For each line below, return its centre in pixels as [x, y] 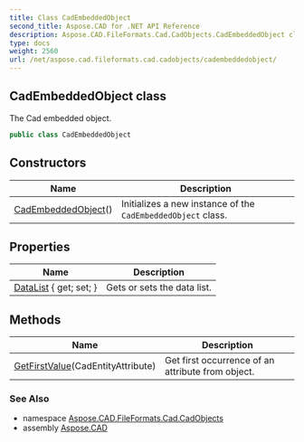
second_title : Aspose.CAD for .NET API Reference [105, 26]
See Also [29, 399]
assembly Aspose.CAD [65, 428]
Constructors [48, 163]
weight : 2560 [34, 52]
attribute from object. [209, 371]
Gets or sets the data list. [159, 287]
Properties [40, 246]
